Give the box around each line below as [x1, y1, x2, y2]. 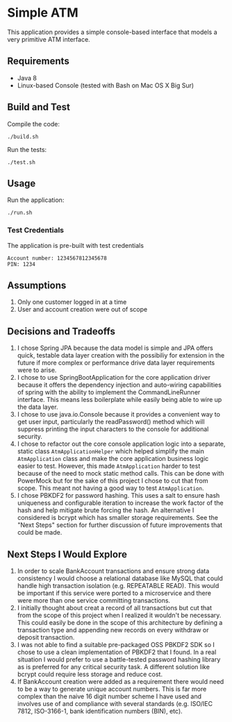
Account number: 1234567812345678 [7, 255, 108, 262]
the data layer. [17, 403, 58, 411]
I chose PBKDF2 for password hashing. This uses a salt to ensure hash [17, 492, 220, 500]
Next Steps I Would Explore [7, 548, 127, 560]
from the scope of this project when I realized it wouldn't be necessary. [17, 611, 222, 619]
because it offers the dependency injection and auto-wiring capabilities [17, 380, 222, 389]
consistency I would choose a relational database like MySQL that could [17, 574, 224, 582]
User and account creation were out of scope [17, 305, 148, 314]
